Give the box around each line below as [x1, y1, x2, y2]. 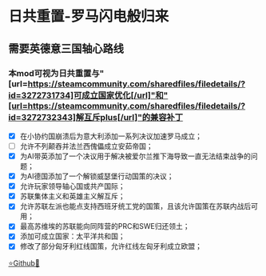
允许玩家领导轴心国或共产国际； [19, 182, 125, 191]
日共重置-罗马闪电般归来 [8, 7, 169, 26]
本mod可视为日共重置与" [8, 67, 105, 78]
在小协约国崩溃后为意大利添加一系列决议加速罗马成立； [19, 131, 202, 141]
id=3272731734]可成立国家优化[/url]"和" [8, 90, 169, 101]
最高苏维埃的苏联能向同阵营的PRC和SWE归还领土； [19, 222, 190, 231]
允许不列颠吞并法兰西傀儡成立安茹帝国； [19, 141, 153, 150]
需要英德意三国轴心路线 [8, 42, 124, 55]
